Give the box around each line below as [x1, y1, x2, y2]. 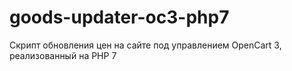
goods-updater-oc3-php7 [9, 6, 230, 29]
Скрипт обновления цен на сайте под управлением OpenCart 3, [9, 39, 282, 51]
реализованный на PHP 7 [9, 49, 117, 61]
